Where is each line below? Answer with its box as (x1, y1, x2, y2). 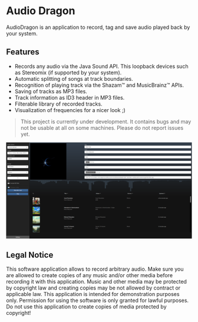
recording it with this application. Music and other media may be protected (6, 278, 187, 285)
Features (6, 47, 39, 57)
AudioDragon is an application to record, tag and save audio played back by (6, 24, 190, 31)
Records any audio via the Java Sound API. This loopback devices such (14, 63, 189, 70)
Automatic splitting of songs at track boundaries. (14, 75, 134, 82)
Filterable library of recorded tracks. (14, 100, 103, 107)
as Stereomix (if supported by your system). (14, 69, 122, 76)
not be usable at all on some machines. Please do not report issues (20, 124, 184, 131)
